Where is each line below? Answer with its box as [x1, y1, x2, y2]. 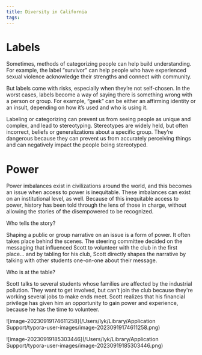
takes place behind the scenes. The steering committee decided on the [6, 237, 183, 245]
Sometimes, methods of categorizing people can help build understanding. [6, 60, 192, 68]
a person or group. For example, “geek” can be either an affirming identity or [6, 98, 197, 105]
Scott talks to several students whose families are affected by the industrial [6, 280, 192, 287]
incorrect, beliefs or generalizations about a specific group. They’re [6, 128, 173, 136]
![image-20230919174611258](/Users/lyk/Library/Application [6, 318, 156, 325]
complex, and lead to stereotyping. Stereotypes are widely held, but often [6, 122, 189, 130]
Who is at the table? [6, 269, 56, 276]
